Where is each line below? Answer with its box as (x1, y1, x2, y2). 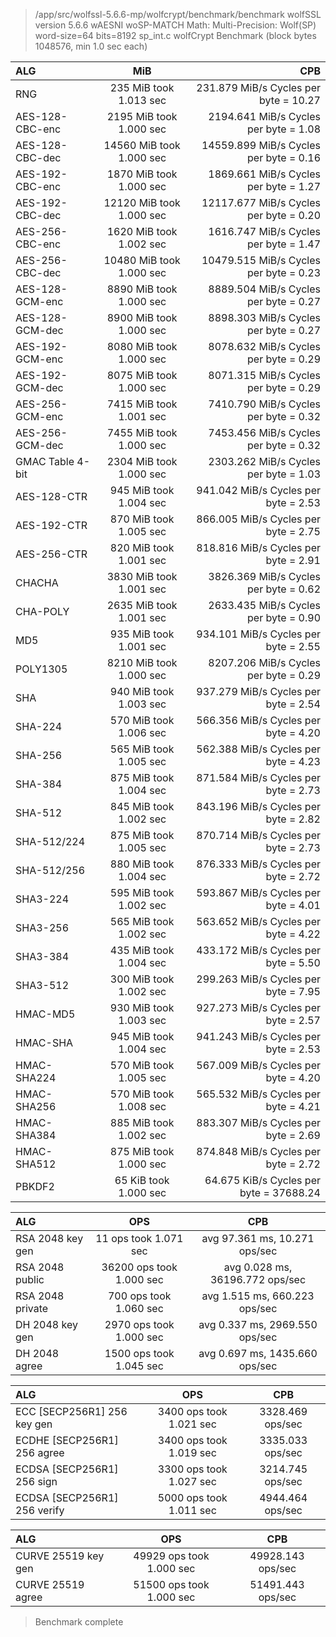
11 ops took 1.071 (95, 1232, 184, 1245)
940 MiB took (109, 685, 175, 698)
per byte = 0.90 (247, 611, 321, 624)
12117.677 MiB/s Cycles (201, 196, 321, 209)
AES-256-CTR (15, 547, 88, 561)
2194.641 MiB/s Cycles (208, 110, 321, 123)
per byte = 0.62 (247, 582, 321, 596)
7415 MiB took (106, 397, 178, 411)
